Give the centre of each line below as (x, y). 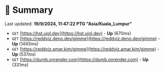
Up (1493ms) (25, 43)
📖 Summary (29, 10)
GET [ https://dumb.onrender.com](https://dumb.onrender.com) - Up (80, 59)
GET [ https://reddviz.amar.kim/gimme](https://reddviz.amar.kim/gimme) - (85, 49)
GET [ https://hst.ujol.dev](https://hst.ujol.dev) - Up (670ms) (71, 33)
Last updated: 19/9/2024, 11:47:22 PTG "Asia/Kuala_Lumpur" (68, 24)
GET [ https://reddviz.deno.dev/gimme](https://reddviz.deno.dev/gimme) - (86, 38)
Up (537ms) (24, 54)
